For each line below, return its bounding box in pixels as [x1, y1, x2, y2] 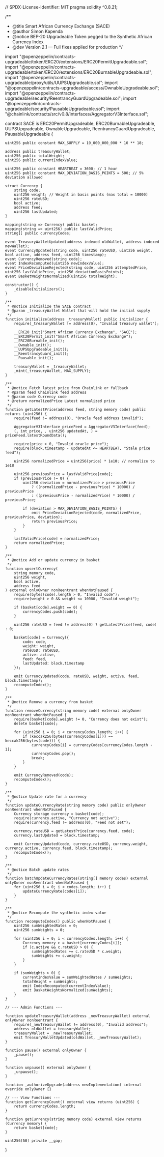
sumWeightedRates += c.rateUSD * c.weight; [31, 949, 122, 954]
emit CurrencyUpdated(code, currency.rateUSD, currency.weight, [14, 841, 148, 846]
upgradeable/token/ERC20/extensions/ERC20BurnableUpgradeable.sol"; [5, 69, 153, 75]
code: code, [23, 639, 48, 644]
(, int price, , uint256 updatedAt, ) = [14, 429, 98, 434]
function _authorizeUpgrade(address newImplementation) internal [5, 1082, 141, 1087]
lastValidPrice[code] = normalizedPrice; [14, 536, 100, 541]
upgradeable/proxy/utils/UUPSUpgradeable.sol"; [5, 80, 104, 86]
